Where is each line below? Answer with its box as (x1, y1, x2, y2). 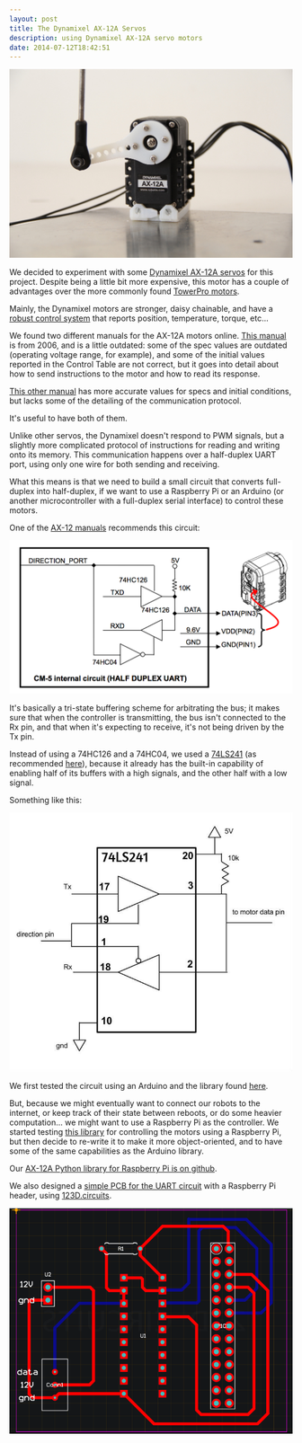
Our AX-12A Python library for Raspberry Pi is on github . (9, 1164, 218, 1174)
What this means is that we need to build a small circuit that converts (9, 476, 264, 487)
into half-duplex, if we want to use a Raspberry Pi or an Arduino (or (36, 486, 285, 497)
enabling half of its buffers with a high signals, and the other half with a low (9, 767, 288, 778)
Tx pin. (9, 730, 35, 741)
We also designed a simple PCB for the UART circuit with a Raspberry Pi (9, 1181, 277, 1191)
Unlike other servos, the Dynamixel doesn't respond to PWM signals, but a (9, 430, 285, 441)
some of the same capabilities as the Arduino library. (9, 1146, 204, 1156)
